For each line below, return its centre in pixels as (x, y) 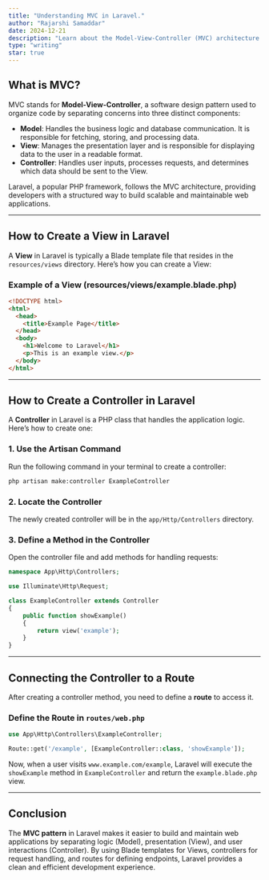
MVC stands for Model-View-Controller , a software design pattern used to (132, 104)
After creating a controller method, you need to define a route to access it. (131, 697)
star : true (26, 53)
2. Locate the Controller (55, 502)
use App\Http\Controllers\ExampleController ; (85, 734)
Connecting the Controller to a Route (101, 678)
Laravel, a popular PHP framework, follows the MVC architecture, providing (132, 186)
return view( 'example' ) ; (78, 630)
